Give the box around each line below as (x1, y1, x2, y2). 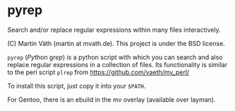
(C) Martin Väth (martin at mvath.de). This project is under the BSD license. (7, 39, 226, 47)
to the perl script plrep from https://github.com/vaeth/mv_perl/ (7, 68, 190, 76)
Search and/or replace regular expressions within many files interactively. (7, 25, 221, 34)
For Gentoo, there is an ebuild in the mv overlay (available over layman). (7, 95, 216, 104)
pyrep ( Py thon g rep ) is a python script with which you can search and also (7, 52, 223, 62)
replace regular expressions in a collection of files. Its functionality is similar (7, 60, 228, 69)
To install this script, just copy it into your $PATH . (7, 81, 146, 90)
